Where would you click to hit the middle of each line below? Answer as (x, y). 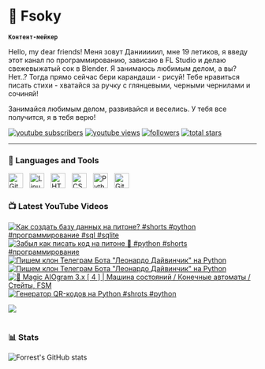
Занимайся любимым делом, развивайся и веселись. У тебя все (118, 109)
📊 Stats (24, 337)
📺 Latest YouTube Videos (58, 207)
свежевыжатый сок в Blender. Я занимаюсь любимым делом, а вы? (122, 68)
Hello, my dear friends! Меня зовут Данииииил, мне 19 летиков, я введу (128, 51)
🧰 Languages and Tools (54, 160)
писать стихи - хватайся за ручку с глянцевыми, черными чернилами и (129, 85)
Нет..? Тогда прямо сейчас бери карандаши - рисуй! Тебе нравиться (124, 76)
